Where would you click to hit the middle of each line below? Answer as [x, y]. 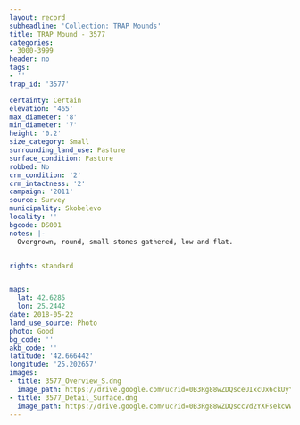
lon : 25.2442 [42, 306]
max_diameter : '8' [43, 117]
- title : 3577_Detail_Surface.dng [74, 398]
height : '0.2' [36, 134]
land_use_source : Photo [54, 323]
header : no [29, 59]
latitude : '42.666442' [51, 356]
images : [24, 373]
